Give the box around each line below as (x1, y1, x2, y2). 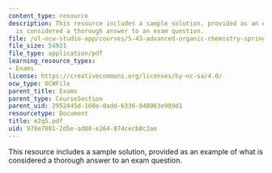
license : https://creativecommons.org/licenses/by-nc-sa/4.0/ (8, 72, 223, 80)
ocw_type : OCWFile (8, 79, 70, 87)
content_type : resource (8, 11, 89, 20)
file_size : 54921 (8, 42, 67, 50)
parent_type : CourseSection (8, 95, 104, 103)
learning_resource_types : (8, 57, 96, 65)
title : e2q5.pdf (8, 117, 63, 125)
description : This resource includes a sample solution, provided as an (8, 19, 259, 27)
